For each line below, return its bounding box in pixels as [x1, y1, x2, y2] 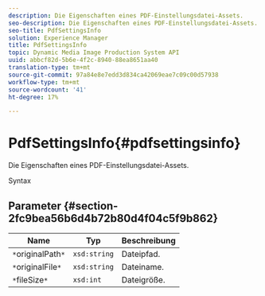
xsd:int [72, 275, 102, 284]
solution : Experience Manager [8, 33, 109, 42]
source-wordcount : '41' [8, 85, 88, 94]
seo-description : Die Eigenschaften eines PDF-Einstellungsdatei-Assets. [8, 19, 259, 27]
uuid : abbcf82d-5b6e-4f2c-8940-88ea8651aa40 [8, 56, 158, 64]
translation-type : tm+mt [8, 64, 91, 72]
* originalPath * [12, 248, 65, 259]
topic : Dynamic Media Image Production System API [8, 49, 180, 56]
